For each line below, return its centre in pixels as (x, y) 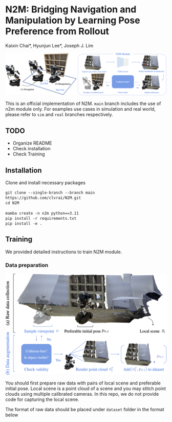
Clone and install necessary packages (46, 182)
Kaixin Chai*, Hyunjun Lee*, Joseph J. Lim (49, 45)
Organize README (32, 143)
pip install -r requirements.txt (41, 218)
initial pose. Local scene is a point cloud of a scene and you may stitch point (86, 389)
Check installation (31, 149)
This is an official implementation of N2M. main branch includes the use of (83, 103)
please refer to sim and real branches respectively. (59, 115)
